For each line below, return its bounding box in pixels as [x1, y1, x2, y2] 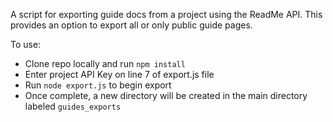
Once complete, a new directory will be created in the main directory [24, 90, 308, 101]
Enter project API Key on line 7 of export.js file [24, 69, 215, 80]
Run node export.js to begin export [24, 79, 172, 91]
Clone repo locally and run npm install [24, 58, 186, 69]
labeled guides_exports [24, 100, 122, 112]
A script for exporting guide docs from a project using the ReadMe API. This [10, 9, 323, 20]
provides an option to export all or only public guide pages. [10, 19, 253, 31]
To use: [10, 39, 42, 50]
